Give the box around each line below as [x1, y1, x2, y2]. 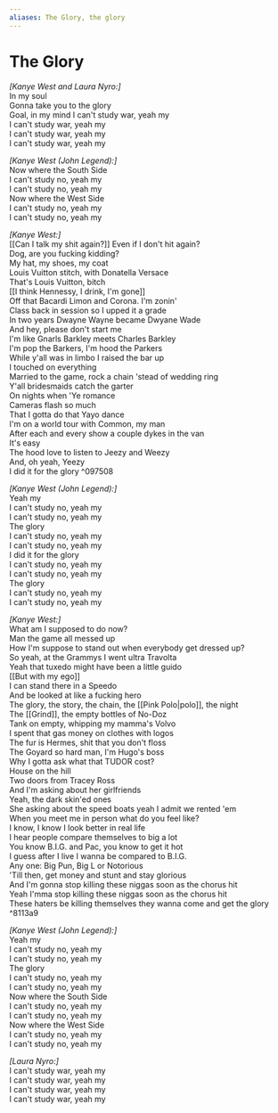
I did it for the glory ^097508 [9, 465, 114, 477]
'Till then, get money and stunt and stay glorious [9, 870, 187, 880]
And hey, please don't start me [9, 323, 122, 334]
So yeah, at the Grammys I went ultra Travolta [9, 651, 177, 662]
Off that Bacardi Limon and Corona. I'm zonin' [9, 295, 177, 306]
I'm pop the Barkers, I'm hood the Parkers [9, 342, 163, 353]
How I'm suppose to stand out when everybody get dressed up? [9, 642, 245, 653]
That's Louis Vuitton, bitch [9, 276, 106, 287]
